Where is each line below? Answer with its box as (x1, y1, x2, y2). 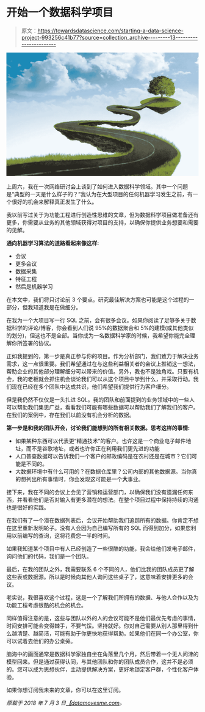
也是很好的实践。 (6, 504, 49, 511)
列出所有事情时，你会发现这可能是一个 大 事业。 (26, 475, 144, 483)
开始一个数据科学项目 (6, 6, 114, 20)
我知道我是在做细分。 (27, 303, 81, 310)
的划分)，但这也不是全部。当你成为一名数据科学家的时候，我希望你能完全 (6, 331, 190, 339)
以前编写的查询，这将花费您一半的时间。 (11, 532, 113, 539)
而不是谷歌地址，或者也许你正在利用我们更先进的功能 (26, 444, 160, 452)
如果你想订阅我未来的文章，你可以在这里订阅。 (6, 686, 124, 694)
